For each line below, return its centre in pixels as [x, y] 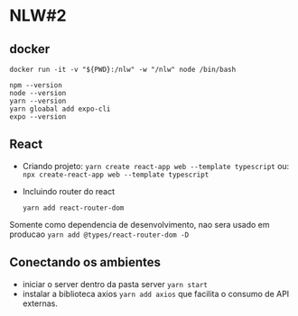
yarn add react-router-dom [73, 208]
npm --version [36, 86]
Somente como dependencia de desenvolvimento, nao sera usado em [140, 224]
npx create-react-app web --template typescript [116, 175]
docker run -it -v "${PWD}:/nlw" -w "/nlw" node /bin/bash [123, 69]
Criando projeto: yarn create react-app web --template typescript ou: [156, 166]
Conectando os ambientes [85, 262]
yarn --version [38, 101]
